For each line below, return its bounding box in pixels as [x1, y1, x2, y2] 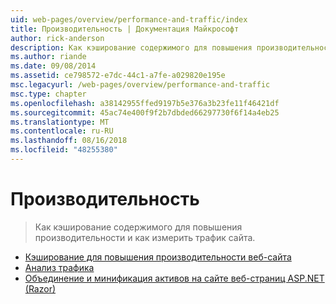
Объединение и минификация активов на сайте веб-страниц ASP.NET [24, 272, 325, 284]
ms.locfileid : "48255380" [10, 145, 118, 155]
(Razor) [24, 282, 57, 295]
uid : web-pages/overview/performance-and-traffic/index [10, 14, 248, 25]
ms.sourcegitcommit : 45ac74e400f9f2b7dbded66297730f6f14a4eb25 [10, 107, 280, 118]
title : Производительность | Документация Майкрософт [10, 24, 240, 34]
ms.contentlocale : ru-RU [10, 126, 114, 136]
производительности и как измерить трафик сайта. [34, 231, 256, 243]
